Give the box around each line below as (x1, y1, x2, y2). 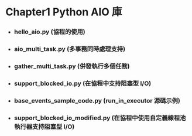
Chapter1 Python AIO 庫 (5, 5, 122, 19)
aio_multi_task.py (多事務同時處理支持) (13, 45, 126, 53)
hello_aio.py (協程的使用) (13, 28, 85, 36)
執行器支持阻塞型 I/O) (13, 123, 75, 131)
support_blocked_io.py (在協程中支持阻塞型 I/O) (13, 79, 152, 87)
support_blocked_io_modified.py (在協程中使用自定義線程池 (13, 114, 186, 122)
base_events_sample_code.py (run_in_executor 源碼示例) (13, 96, 181, 104)
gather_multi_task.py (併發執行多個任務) (13, 62, 130, 70)
